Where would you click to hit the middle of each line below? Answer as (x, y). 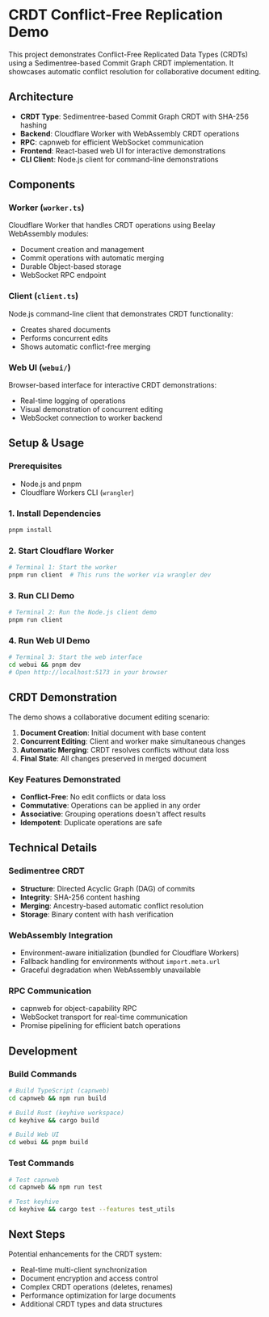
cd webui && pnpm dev (45, 665)
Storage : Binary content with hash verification (97, 914)
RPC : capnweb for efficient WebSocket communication (111, 142)
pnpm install (30, 531)
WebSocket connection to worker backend (91, 418)
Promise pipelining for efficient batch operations (100, 1025)
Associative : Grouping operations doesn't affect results (113, 814)
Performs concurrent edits (64, 338)
